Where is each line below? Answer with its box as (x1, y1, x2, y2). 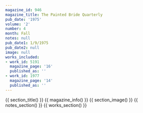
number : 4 (5, 26, 26, 31)
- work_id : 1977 (5, 73, 39, 79)
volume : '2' (5, 21, 30, 27)
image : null (5, 50, 30, 55)
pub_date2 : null (5, 45, 39, 50)
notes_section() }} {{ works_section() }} (5, 102, 87, 108)
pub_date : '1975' (5, 17, 42, 22)
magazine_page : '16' (10, 64, 53, 69)
